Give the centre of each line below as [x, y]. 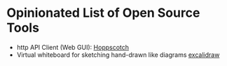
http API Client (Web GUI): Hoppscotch [73, 47]
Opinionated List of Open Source [103, 13]
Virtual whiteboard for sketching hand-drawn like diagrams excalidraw [118, 55]
